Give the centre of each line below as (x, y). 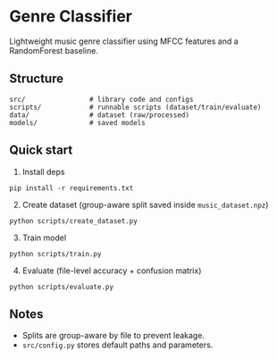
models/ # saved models (77, 122)
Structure (37, 79)
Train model (44, 238)
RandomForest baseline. (54, 50)
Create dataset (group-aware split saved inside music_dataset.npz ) (145, 205)
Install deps (43, 171)
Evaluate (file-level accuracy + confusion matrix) (112, 271)
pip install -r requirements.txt (71, 188)
